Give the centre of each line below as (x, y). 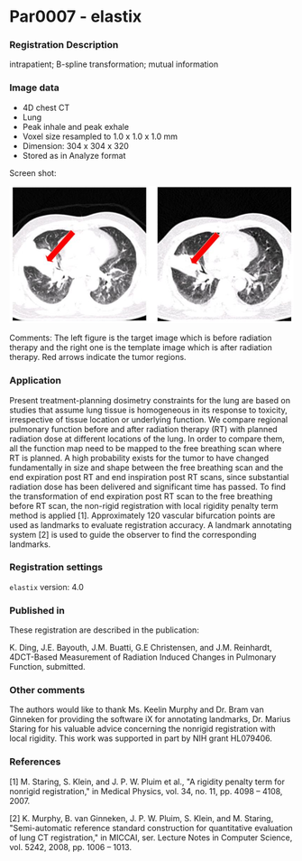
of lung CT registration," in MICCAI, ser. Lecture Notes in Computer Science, (151, 838)
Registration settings (56, 568)
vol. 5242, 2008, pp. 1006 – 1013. (71, 847)
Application (35, 381)
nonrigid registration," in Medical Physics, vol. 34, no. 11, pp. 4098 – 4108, (146, 791)
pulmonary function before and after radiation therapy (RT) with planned (143, 429)
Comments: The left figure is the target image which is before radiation (141, 338)
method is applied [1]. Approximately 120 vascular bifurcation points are (142, 515)
